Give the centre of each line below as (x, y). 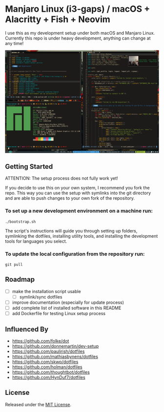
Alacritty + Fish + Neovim (58, 19)
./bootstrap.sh (20, 222)
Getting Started (29, 167)
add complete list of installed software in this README (67, 308)
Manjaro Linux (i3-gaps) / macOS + (78, 9)
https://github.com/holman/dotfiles (47, 367)
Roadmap (20, 280)
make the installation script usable (47, 291)
